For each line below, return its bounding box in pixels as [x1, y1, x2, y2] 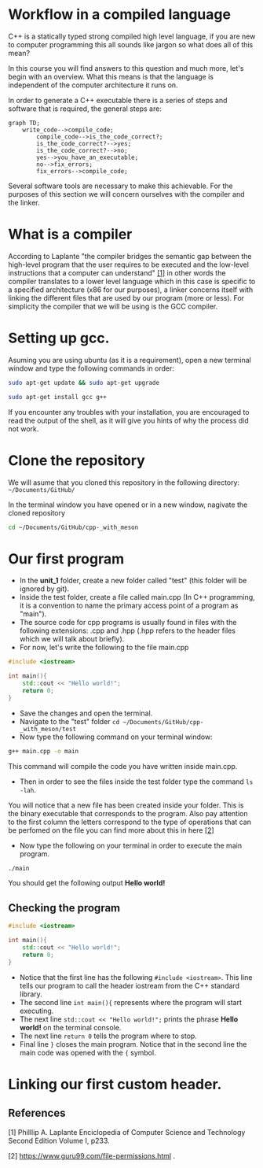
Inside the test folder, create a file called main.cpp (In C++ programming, [19, 593, 255, 602]
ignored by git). [19, 584, 69, 593]
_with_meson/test [19, 725, 77, 733]
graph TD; [8, 119, 41, 127]
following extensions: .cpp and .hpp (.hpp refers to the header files [19, 626, 236, 635]
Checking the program [8, 901, 121, 915]
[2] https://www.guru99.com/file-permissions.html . [8, 1151, 175, 1160]
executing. [19, 1006, 54, 1015]
